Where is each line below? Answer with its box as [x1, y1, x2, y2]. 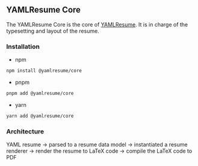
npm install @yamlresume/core [6, 68, 82, 74]
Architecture [6, 127, 45, 135]
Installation [6, 42, 40, 51]
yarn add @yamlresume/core [6, 113, 74, 119]
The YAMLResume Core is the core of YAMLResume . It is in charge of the [6, 21, 188, 28]
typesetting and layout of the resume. [6, 27, 99, 34]
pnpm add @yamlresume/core [6, 90, 74, 96]
